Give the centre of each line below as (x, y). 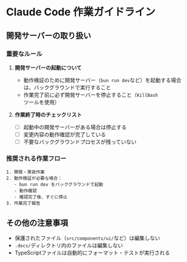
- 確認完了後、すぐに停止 (41, 197)
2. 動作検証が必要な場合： (34, 179)
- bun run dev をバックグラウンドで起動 (59, 185)
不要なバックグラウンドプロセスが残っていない (80, 142)
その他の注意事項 (37, 223)
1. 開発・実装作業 (26, 172)
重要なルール (24, 53)
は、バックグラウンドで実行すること (67, 87)
